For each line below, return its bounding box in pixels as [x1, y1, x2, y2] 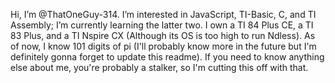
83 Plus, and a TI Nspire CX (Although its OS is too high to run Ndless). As [10, 30, 316, 41]
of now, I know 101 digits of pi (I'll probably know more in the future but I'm [10, 40, 317, 52]
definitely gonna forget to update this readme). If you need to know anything [10, 51, 325, 63]
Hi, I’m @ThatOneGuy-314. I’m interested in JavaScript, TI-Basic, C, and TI [10, 9, 317, 20]
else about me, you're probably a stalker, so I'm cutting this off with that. [10, 62, 309, 73]
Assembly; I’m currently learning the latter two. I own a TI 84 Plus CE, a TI [10, 19, 314, 31]
